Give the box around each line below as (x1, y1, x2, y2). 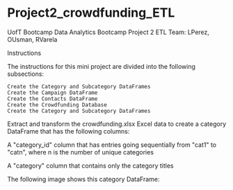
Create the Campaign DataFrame (7, 89, 98, 96)
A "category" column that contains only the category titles (7, 161, 174, 170)
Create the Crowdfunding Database (7, 101, 108, 109)
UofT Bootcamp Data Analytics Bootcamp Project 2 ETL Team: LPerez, (7, 28, 210, 36)
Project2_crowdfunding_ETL (7, 5, 175, 21)
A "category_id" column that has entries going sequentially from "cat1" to (7, 141, 217, 149)
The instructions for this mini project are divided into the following (7, 62, 196, 70)
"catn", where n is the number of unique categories (7, 148, 154, 156)
